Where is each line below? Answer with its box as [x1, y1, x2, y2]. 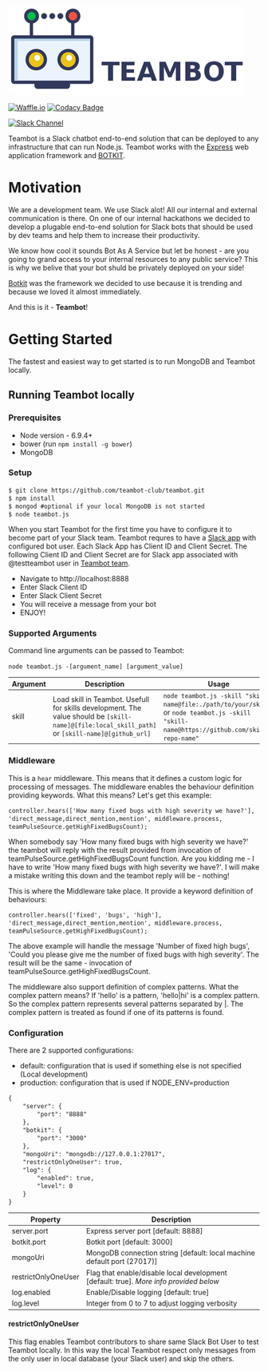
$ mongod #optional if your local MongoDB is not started [8, 502, 205, 510]
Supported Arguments [8, 628, 97, 639]
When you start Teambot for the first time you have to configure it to [8, 524, 233, 533]
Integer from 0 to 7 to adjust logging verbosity [86, 1298, 238, 1308]
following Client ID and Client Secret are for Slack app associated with [8, 549, 238, 559]
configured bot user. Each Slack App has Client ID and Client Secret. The [8, 541, 247, 551]
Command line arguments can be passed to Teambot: [8, 646, 185, 656]
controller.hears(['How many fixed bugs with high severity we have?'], [8, 806, 255, 814]
